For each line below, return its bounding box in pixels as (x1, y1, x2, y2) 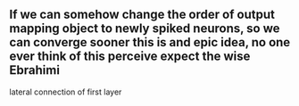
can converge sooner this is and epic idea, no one (9, 35, 291, 50)
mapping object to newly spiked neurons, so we (9, 21, 280, 37)
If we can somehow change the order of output (9, 7, 275, 22)
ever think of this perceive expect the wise (9, 49, 251, 64)
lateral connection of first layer (9, 86, 122, 97)
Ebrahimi (9, 62, 61, 78)
